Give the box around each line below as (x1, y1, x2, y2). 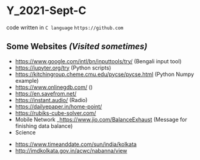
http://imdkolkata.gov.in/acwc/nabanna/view (15, 147, 127, 154)
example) (15, 77, 39, 84)
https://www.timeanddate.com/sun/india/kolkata (15, 141, 137, 148)
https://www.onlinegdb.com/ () (15, 83, 93, 91)
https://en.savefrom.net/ (15, 89, 77, 97)
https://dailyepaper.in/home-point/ (15, 103, 102, 110)
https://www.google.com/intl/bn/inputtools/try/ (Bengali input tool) (15, 57, 182, 64)
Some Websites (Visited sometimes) (6, 41, 148, 52)
